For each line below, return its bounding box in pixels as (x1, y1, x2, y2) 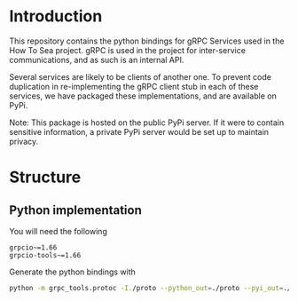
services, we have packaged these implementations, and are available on (9, 91, 277, 101)
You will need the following (9, 226, 108, 236)
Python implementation (9, 202, 142, 218)
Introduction (9, 6, 103, 27)
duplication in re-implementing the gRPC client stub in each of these (9, 81, 259, 91)
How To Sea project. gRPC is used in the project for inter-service (9, 44, 247, 55)
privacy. (9, 136, 39, 147)
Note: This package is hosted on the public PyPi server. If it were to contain (9, 117, 285, 128)
